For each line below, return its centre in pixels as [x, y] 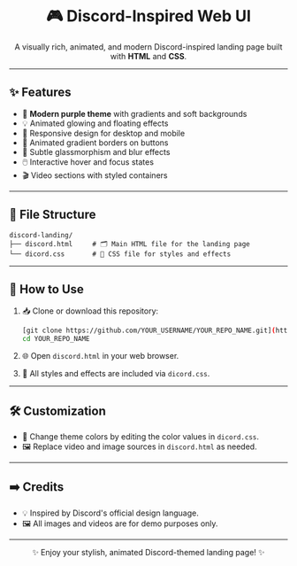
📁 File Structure [53, 215]
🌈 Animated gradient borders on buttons [95, 143]
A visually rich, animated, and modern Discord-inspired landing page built [148, 47]
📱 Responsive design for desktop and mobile [103, 133]
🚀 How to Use [46, 289]
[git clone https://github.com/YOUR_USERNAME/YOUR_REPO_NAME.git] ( [148, 331]
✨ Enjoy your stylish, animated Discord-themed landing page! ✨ [148, 552]
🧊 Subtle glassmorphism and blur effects [96, 151]
